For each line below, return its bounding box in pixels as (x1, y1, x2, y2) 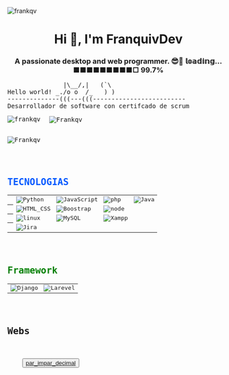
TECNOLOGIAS (7, 176, 69, 188)
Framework (7, 265, 58, 277)
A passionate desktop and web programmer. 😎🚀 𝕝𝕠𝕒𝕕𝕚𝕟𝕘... (14, 56, 223, 66)
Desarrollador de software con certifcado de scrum (7, 102, 190, 110)
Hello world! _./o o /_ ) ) (7, 88, 116, 96)
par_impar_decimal (25, 359, 76, 367)
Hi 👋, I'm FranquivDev (54, 32, 183, 47)
